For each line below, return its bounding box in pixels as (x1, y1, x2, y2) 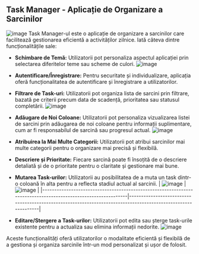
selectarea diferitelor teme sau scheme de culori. (14, 60, 135, 67)
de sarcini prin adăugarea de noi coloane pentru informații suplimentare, (14, 120, 192, 127)
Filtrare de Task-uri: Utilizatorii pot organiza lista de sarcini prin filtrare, (14, 89, 189, 97)
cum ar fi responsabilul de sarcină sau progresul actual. (14, 126, 151, 133)
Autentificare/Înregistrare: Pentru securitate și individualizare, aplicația (14, 71, 191, 79)
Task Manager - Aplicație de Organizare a (6, 5, 163, 15)
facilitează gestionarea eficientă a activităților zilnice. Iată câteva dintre (6, 36, 180, 43)
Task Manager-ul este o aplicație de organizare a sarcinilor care (29, 30, 185, 37)
